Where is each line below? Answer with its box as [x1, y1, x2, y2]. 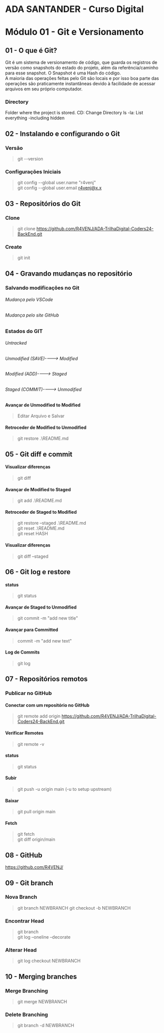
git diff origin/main [17, 836, 56, 842]
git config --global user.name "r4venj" [17, 180, 96, 186]
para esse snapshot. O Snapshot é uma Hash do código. [5, 70, 121, 76]
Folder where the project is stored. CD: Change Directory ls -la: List [5, 110, 144, 116]
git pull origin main [17, 809, 56, 815]
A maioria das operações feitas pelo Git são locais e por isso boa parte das [5, 75, 160, 81]
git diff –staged [17, 553, 49, 559]
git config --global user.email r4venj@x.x [17, 185, 102, 191]
